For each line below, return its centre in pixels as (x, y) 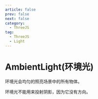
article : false (20, 10)
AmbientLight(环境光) (49, 67)
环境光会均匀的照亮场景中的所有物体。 (43, 81)
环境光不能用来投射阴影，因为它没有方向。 (48, 92)
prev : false (17, 14)
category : (15, 23)
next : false (17, 19)
